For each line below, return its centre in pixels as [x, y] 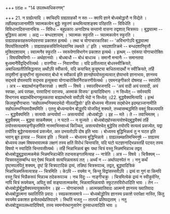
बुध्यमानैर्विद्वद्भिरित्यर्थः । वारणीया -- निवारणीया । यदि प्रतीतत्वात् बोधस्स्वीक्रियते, [69, 63]
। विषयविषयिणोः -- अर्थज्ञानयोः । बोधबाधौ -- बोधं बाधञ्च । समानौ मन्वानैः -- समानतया [74, 58]
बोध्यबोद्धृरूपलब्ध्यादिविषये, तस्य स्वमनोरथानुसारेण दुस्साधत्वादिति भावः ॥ [61, 205]
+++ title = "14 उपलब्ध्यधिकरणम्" [35, 8]
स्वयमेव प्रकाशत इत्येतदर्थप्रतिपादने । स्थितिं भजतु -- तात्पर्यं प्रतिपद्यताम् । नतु [66, 200]
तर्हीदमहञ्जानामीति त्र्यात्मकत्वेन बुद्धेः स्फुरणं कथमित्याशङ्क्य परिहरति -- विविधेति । [70, 23]
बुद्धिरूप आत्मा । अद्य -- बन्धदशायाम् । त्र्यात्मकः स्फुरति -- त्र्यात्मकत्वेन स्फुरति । [70, 35]
